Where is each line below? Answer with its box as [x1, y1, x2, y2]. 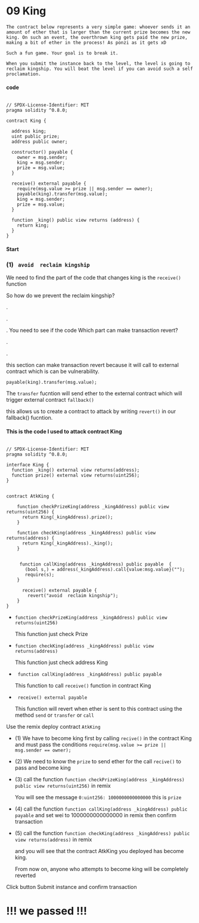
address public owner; [11, 139, 68, 145]
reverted [14, 872, 36, 879]
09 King [6, 4, 46, 18]
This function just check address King [14, 659, 108, 666]
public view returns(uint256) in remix [14, 782, 111, 790]
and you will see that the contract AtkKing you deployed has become [14, 848, 184, 855]
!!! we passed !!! [6, 904, 88, 918]
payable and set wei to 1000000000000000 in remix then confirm [14, 812, 177, 819]
